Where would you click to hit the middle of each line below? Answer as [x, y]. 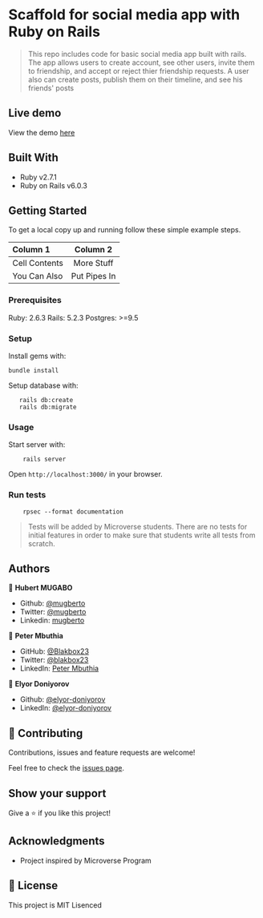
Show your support [57, 793]
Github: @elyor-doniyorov [63, 699]
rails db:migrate [48, 407]
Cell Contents [38, 264]
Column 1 [31, 250]
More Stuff [93, 264]
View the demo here [42, 132]
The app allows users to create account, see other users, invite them [141, 62]
